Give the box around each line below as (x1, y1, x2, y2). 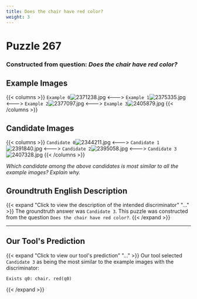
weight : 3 (6, 14, 30, 20)
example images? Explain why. (6, 169, 81, 176)
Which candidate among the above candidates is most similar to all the (6, 162, 179, 170)
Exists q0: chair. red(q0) (6, 276, 72, 281)
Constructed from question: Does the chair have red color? (6, 60, 178, 68)
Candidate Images (6, 123, 74, 133)
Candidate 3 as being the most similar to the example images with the (6, 258, 174, 265)
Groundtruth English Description (6, 186, 128, 196)
